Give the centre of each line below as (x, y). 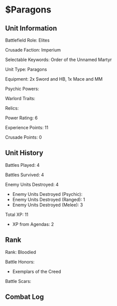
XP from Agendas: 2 (33, 224)
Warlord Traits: (20, 98)
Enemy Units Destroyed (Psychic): (47, 194)
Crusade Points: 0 (24, 137)
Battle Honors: (20, 261)
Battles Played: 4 (22, 165)
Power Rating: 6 (21, 118)
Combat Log (24, 297)
